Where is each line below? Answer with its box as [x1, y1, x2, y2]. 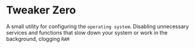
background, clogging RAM [6, 35, 70, 42]
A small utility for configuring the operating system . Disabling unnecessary [6, 23, 189, 30]
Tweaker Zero [6, 4, 76, 17]
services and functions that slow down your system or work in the [6, 29, 168, 36]
